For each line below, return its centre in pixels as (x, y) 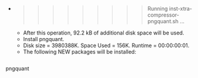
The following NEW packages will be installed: (79, 52)
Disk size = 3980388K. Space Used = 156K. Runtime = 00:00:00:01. (106, 45)
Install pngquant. (44, 39)
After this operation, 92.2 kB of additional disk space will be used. (104, 33)
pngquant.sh (163, 21)
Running (158, 9)
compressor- (163, 15)
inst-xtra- (180, 9)
